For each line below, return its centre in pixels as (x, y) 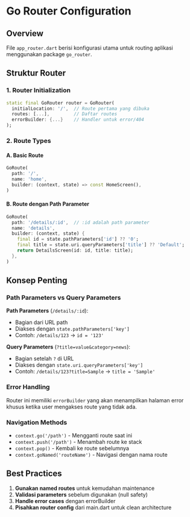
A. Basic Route (25, 155)
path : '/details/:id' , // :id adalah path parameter (81, 222)
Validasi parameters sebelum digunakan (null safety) (81, 494)
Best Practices (34, 474)
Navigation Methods (37, 422)
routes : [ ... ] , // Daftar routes (65, 114)
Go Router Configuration (69, 11)
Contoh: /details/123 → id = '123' (59, 335)
